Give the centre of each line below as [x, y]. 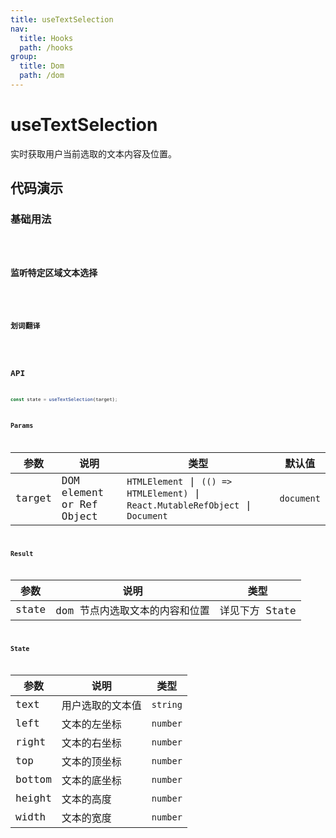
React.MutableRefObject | [189, 505]
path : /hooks [46, 47]
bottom [33, 779]
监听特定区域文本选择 [54, 272]
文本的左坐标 [91, 724]
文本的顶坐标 [91, 761]
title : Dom [42, 66]
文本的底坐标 [91, 780]
